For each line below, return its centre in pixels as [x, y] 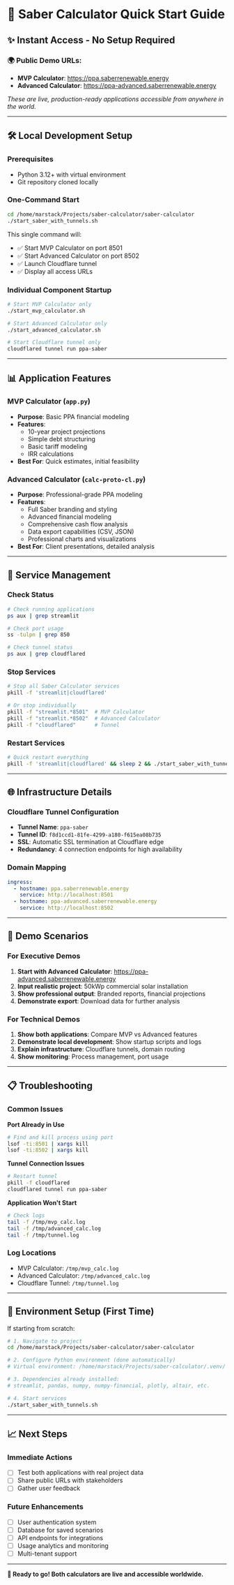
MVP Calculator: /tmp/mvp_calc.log [68, 1268]
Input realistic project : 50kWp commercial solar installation [102, 986]
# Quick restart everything [48, 757]
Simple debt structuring [62, 438]
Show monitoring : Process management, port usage [93, 1056]
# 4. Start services [37, 1398]
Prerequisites [30, 159]
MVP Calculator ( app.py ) [49, 401]
